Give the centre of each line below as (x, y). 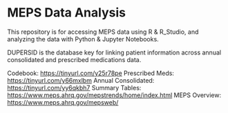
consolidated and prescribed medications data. (74, 59)
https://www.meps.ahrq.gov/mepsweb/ (63, 102)
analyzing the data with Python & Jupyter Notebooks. (83, 39)
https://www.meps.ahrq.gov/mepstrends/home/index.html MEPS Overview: (114, 95)
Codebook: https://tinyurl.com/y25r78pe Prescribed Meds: (91, 73)
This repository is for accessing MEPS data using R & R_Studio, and (103, 32)
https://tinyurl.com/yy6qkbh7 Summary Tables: (74, 88)
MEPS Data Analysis (67, 13)
